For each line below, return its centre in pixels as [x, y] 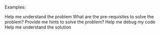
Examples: [15, 7]
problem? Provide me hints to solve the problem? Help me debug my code [80, 22]
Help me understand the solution [38, 27]
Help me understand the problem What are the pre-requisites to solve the [79, 17]
